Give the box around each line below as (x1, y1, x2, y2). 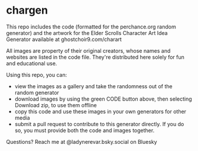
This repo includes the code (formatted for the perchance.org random (6, 23, 176, 30)
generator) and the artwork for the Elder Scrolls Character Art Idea (6, 29, 168, 36)
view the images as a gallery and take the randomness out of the (14, 82, 173, 89)
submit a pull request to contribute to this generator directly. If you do (14, 120, 184, 127)
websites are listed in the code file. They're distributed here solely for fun (6, 53, 185, 60)
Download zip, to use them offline (14, 101, 97, 108)
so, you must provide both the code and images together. (14, 127, 155, 134)
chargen (6, 4, 48, 17)
